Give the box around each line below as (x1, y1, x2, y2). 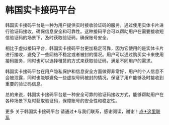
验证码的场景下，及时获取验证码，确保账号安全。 (9, 34, 111, 40)
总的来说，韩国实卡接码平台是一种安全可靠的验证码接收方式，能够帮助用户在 (5, 91, 164, 97)
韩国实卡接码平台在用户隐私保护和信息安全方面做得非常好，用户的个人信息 (5, 68, 159, 74)
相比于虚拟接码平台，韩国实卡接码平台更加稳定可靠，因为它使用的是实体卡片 (5, 45, 164, 51)
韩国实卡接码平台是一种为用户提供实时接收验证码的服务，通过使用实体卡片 (5, 22, 159, 28)
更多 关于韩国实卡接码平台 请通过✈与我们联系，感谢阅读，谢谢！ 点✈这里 (5, 108, 156, 114)
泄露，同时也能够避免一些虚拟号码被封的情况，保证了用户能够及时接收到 (14, 74, 164, 80)
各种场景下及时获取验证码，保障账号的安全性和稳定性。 (5, 97, 120, 103)
